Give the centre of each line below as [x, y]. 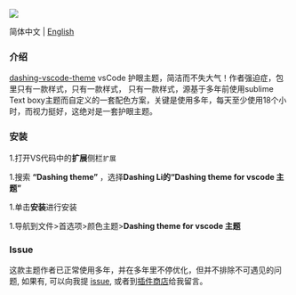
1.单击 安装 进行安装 [43, 207]
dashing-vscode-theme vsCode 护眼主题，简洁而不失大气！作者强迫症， [143, 78]
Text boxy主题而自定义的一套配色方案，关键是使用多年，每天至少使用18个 [144, 100]
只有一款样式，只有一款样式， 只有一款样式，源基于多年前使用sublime [145, 89]
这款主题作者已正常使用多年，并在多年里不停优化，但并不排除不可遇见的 [141, 270]
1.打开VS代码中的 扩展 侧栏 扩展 [63, 158]
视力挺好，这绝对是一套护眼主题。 [95, 111]
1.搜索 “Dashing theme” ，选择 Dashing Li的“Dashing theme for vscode [142, 176]
